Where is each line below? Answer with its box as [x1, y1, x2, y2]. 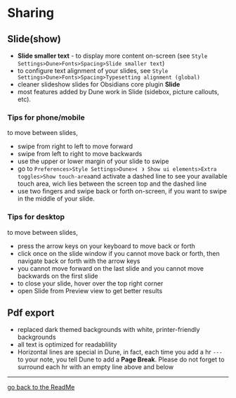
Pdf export [7, 307, 55, 319]
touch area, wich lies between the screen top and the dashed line [17, 179, 207, 188]
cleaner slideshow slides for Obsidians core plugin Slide [17, 80, 181, 89]
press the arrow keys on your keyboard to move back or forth [17, 241, 195, 250]
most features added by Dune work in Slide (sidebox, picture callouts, [17, 88, 220, 96]
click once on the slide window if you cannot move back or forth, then [17, 249, 220, 257]
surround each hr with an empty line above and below [17, 363, 174, 371]
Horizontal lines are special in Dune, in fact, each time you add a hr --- [17, 348, 223, 357]
